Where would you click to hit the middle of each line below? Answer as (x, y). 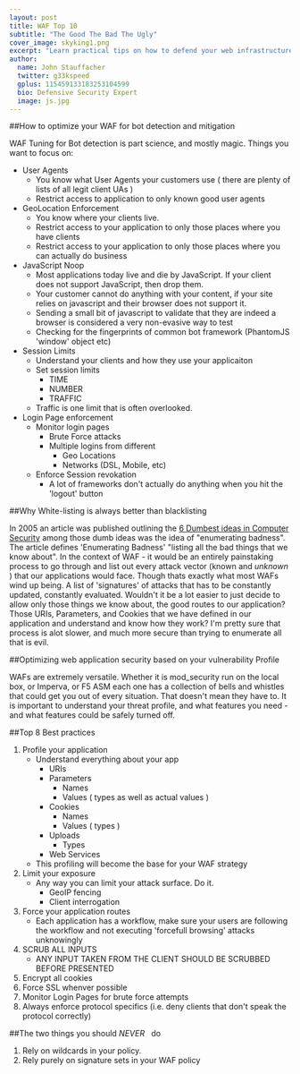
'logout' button (76, 494)
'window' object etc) (73, 342)
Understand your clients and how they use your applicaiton (144, 361)
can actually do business (81, 256)
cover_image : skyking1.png (59, 43)
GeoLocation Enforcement (71, 209)
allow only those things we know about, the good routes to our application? (147, 604)
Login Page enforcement (67, 418)
